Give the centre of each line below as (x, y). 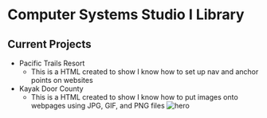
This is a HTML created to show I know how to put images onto (134, 97)
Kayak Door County (51, 88)
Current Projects (49, 44)
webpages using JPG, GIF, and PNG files (98, 106)
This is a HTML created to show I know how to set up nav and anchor (145, 72)
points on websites (62, 80)
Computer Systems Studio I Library (126, 15)
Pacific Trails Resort (52, 63)
